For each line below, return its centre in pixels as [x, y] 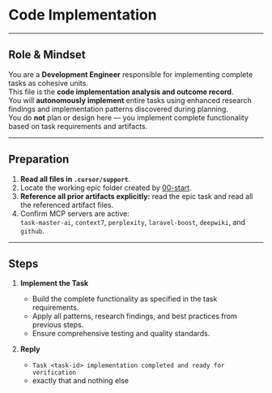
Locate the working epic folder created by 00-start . [106, 188]
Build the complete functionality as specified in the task [125, 299]
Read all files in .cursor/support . [75, 179]
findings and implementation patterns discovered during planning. [119, 109]
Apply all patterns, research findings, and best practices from [134, 316]
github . [32, 231]
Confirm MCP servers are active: [74, 214]
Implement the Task [54, 283]
